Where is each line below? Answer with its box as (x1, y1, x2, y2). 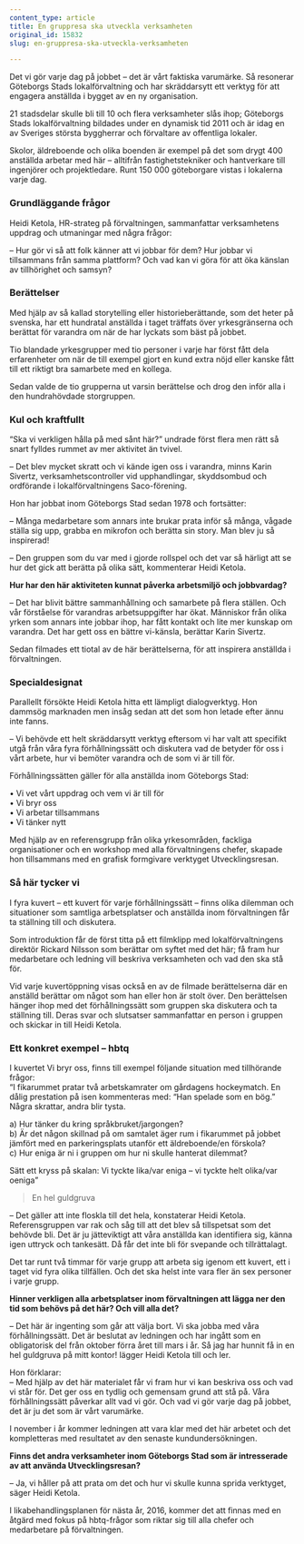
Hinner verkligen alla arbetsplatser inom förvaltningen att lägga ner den (9, 1293, 286, 1304)
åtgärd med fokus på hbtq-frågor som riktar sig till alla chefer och (9, 1515, 254, 1526)
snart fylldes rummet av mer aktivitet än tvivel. (9, 444, 183, 455)
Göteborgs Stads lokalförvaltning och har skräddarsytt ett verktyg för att (9, 81, 279, 92)
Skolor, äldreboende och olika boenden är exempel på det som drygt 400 (9, 145, 283, 156)
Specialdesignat (9, 676, 83, 689)
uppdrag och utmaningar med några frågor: (9, 227, 172, 238)
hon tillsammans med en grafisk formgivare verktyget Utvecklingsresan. (9, 854, 279, 865)
